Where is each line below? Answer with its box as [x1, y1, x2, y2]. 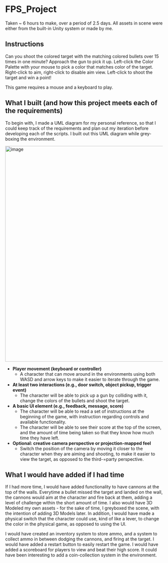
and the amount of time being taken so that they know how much [19, 429, 154, 435]
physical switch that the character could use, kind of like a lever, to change [5, 516, 159, 522]
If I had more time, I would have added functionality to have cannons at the [5, 484, 159, 490]
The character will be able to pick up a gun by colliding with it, [19, 392, 148, 398]
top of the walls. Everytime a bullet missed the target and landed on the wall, [5, 489, 163, 495]
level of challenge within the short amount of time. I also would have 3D [5, 500, 152, 506]
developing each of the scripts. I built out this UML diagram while [5, 130, 139, 136]
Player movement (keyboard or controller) [12, 366, 102, 372]
